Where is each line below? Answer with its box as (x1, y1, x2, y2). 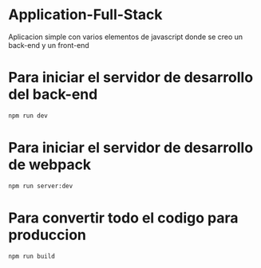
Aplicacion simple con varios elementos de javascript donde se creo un (8, 32, 243, 41)
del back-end (8, 85, 98, 104)
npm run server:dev (8, 182, 73, 190)
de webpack (8, 156, 92, 173)
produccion (8, 226, 86, 244)
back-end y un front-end (8, 40, 89, 49)
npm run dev (8, 112, 48, 120)
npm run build (8, 252, 56, 260)
